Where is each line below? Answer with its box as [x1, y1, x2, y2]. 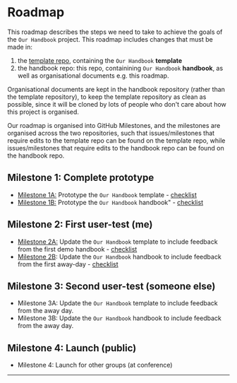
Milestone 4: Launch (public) [7, 342, 137, 354]
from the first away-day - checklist [17, 259, 119, 269]
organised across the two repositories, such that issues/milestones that [7, 129, 215, 137]
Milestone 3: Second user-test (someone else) [7, 280, 216, 292]
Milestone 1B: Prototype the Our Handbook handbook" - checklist [17, 198, 203, 206]
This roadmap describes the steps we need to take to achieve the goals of [7, 28, 223, 36]
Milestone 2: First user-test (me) [7, 218, 153, 230]
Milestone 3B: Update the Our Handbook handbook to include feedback [17, 314, 222, 322]
